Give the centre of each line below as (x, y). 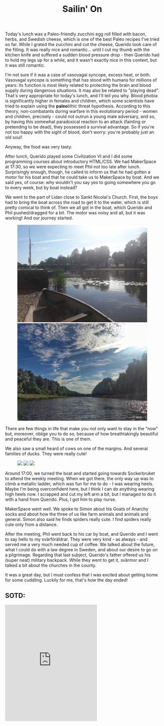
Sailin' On (82, 9)
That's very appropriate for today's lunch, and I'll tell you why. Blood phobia (82, 96)
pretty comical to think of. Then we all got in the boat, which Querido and (79, 207)
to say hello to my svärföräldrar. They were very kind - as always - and (76, 539)
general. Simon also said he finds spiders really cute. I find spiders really (78, 519)
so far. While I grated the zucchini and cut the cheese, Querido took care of (81, 45)
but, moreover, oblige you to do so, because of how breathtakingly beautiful (82, 434)
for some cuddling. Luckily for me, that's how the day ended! (67, 580)
